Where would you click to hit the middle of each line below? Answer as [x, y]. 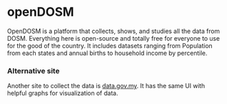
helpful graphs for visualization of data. [63, 93]
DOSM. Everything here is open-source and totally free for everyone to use [113, 38]
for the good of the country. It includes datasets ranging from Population [110, 45]
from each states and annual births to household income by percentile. [107, 53]
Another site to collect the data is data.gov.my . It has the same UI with [106, 86]
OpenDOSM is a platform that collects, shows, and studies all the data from [113, 31]
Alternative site [33, 71]
